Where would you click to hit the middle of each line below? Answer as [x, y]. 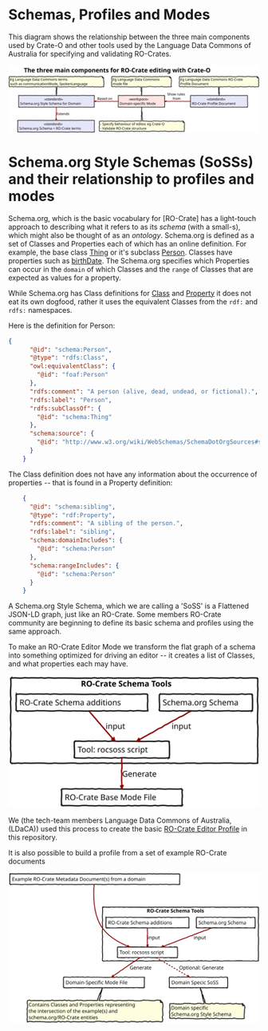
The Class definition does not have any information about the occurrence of [133, 474]
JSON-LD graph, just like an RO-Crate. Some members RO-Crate [115, 614]
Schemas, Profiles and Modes [109, 15]
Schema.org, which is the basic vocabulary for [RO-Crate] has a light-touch [132, 218]
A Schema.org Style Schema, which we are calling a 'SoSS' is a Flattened [129, 606]
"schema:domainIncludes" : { [76, 540]
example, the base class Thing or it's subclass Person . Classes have [120, 252]
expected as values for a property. [65, 278]
